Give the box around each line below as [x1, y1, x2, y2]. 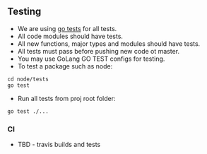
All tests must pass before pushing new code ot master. [17, 47, 180, 55]
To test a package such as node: [17, 61, 113, 70]
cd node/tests [7, 76, 49, 83]
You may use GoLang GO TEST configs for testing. [17, 54, 165, 63]
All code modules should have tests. [17, 32, 124, 40]
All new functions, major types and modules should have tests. [17, 39, 201, 48]
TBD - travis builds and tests [17, 141, 101, 149]
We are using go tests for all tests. [17, 24, 117, 32]
